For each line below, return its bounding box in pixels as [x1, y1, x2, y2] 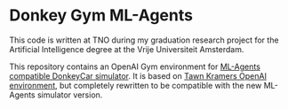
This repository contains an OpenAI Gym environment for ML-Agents [9, 61, 260, 72]
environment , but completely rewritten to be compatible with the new [9, 80, 262, 90]
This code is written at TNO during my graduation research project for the [9, 35, 279, 45]
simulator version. [36, 90, 103, 100]
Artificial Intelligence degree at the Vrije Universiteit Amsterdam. [9, 43, 244, 54]
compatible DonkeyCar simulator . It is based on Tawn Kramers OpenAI [9, 70, 267, 81]
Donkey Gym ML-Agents [9, 5, 194, 26]
